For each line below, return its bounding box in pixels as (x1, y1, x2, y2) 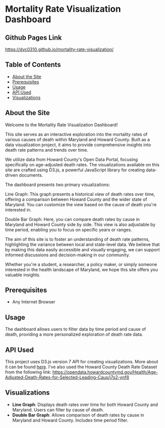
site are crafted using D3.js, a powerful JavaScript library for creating (5, 167, 145, 173)
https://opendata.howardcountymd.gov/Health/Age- (52, 369, 158, 375)
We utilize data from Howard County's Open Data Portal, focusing (5, 156, 138, 162)
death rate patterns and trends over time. (5, 147, 88, 153)
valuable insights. (5, 271, 41, 278)
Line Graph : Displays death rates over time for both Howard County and (12, 401, 158, 407)
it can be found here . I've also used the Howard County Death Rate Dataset (5, 364, 157, 370)
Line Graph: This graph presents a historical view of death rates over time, (5, 191, 155, 197)
